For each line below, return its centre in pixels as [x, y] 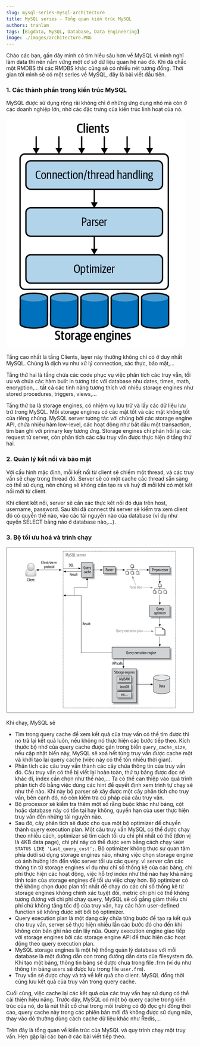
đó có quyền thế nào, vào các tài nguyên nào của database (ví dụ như [92, 515]
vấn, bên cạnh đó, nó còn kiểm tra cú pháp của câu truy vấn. [89, 798]
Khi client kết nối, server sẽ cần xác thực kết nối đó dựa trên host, [87, 503]
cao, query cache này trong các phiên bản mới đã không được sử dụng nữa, [99, 1012]
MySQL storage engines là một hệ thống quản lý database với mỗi [96, 950]
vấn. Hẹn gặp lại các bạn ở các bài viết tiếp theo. [66, 1036]
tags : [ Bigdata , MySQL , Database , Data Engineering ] [73, 32]
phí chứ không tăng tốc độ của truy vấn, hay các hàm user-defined [97, 905]
